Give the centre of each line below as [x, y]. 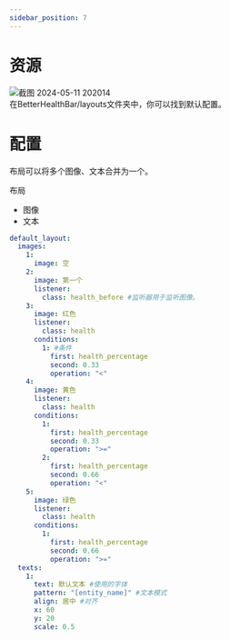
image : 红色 [55, 315]
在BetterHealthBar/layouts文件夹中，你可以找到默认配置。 [118, 104]
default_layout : [40, 238]
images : [32, 246]
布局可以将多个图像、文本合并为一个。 [81, 171]
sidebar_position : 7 [49, 18]
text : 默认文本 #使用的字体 [80, 584]
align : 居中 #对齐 [65, 602]
